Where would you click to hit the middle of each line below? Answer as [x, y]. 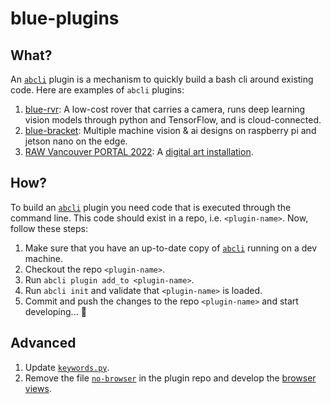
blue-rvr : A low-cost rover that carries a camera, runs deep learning [165, 109]
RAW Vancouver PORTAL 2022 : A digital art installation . [139, 151]
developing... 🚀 [55, 311]
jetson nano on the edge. [76, 141]
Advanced [43, 343]
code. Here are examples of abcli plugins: [97, 90]
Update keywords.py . [67, 367]
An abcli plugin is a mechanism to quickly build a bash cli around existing [162, 79]
